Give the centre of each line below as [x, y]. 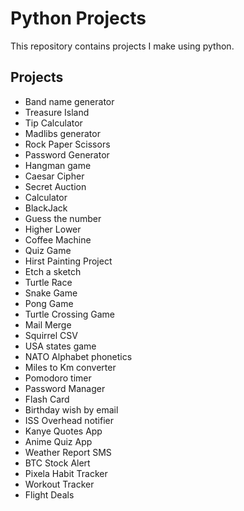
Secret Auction [55, 186]
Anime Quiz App [58, 441]
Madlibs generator [62, 133]
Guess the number [63, 218]
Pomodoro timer [58, 378]
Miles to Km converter [70, 367]
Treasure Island [57, 112]
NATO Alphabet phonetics [78, 356]
